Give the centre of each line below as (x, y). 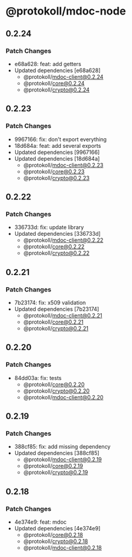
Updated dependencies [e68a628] (57, 70)
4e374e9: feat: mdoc (40, 522)
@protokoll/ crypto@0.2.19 (56, 472)
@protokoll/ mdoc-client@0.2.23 (63, 165)
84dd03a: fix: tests (38, 378)
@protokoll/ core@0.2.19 (53, 466)
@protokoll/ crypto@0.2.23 (56, 178)
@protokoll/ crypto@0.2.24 (56, 90)
